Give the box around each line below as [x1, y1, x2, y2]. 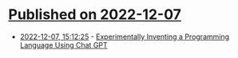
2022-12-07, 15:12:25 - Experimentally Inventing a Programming [19, 32, 230, 41]
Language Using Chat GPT [19, 40, 108, 49]
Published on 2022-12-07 [8, 6, 182, 24]
